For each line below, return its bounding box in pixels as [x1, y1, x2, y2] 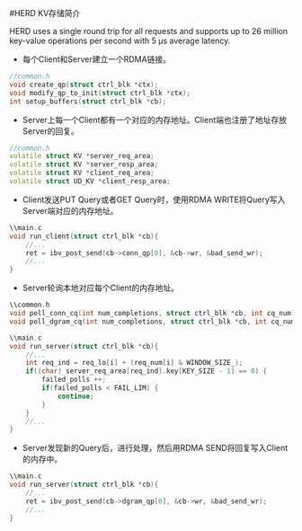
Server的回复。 [22, 125, 79, 137]
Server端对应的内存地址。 [22, 205, 119, 216]
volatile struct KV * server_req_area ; [9, 152, 155, 161]
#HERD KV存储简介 [9, 8, 81, 18]
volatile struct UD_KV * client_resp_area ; [9, 177, 171, 186]
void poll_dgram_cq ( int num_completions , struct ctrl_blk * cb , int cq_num [9, 317, 296, 326]
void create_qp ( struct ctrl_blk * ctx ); [9, 80, 159, 89]
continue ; [57, 392, 94, 401]
